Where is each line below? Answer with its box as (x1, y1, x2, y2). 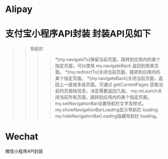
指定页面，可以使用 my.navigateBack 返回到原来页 (55, 63, 159, 69)
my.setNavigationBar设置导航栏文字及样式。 (55, 101, 146, 107)
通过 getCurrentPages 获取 (103, 82, 159, 88)
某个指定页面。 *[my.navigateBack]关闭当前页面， (55, 75, 159, 82)
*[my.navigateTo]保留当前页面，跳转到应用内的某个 (55, 56, 161, 62)
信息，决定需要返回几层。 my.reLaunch (77, 88, 158, 94)
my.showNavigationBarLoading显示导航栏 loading (55, 107, 158, 113)
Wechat (5, 131, 39, 142)
